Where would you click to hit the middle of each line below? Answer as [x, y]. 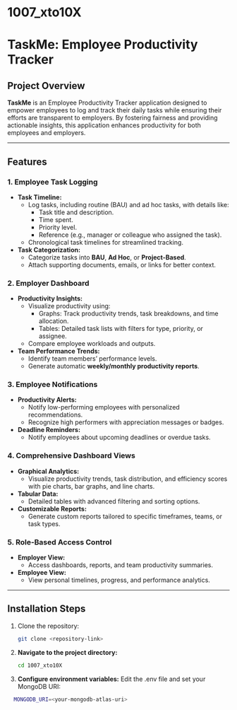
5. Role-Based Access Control [60, 542]
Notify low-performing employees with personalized [104, 407]
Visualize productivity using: [69, 306]
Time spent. [56, 219]
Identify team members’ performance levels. [92, 359]
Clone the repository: [48, 626]
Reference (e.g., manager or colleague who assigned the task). [130, 235]
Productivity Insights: [50, 298]
